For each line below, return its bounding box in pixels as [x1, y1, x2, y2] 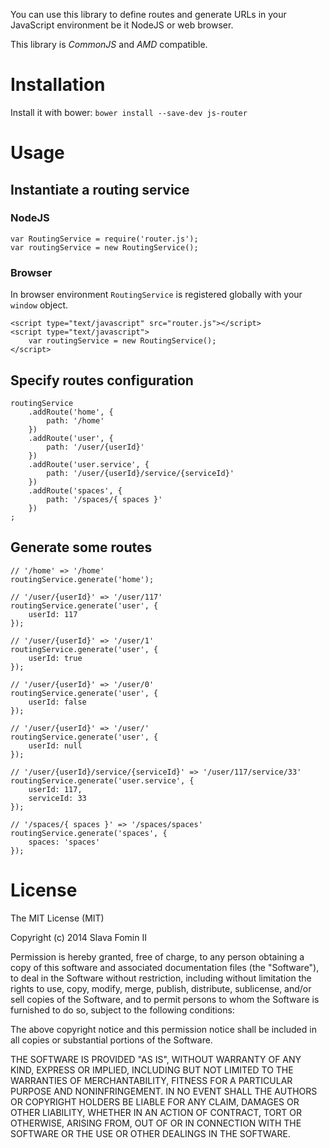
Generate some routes [10, 539, 153, 556]
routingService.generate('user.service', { [10, 775, 195, 786]
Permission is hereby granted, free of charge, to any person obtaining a [10, 950, 305, 963]
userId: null [28, 740, 83, 751]
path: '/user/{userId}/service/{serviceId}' [46, 468, 235, 478]
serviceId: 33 [28, 793, 87, 803]
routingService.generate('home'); [10, 574, 155, 584]
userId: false [28, 697, 87, 707]
